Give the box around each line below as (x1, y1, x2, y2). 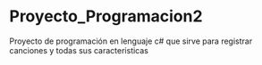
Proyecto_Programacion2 (9, 6, 203, 27)
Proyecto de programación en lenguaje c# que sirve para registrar (9, 36, 253, 46)
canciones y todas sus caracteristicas (9, 45, 149, 55)
